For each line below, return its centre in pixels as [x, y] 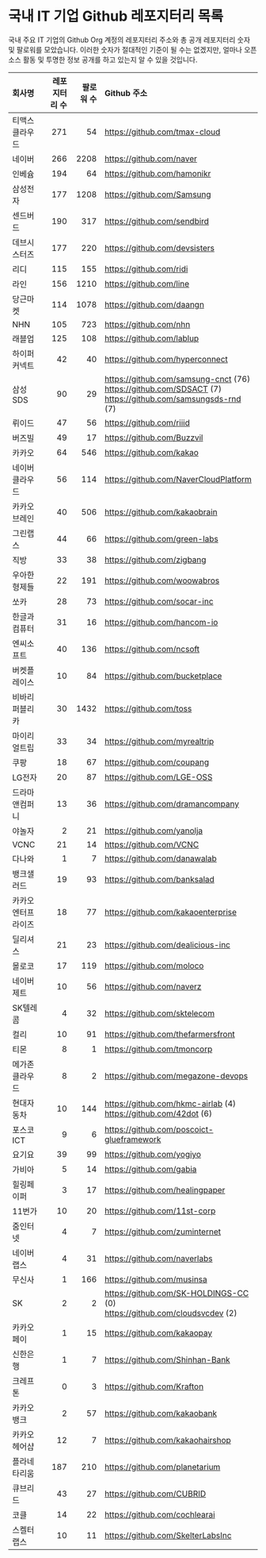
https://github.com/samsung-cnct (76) [177, 379]
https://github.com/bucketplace [163, 676]
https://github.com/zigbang [155, 559]
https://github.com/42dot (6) [158, 1113]
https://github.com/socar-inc [159, 601]
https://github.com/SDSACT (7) [163, 388]
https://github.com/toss [148, 708]
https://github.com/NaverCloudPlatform [178, 479]
